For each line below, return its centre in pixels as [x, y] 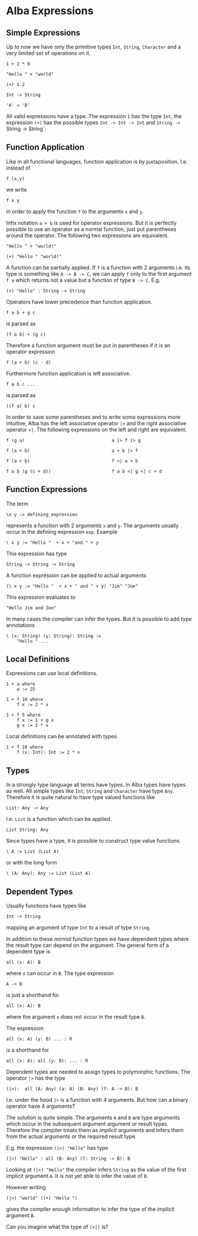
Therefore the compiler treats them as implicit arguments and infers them [95, 1130]
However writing [26, 1188]
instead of [18, 168]
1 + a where [21, 684]
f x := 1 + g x [35, 720]
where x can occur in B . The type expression [60, 973]
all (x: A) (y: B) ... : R [39, 1039]
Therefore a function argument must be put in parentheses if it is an [88, 345]
